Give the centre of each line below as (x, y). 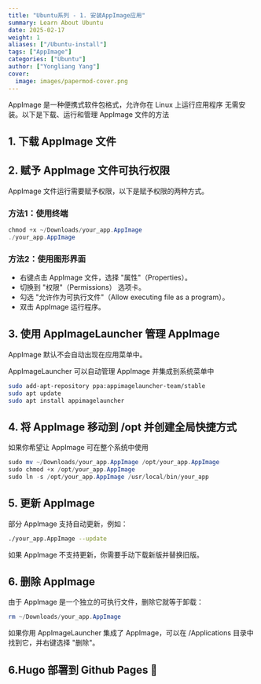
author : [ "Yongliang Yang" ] (54, 67)
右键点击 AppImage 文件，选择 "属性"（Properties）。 (106, 278)
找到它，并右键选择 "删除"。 (54, 643)
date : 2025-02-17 (37, 30)
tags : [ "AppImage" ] (40, 52)
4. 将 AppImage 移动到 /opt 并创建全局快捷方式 (123, 427)
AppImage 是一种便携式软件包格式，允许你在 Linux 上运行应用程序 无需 (123, 104)
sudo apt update (35, 393)
